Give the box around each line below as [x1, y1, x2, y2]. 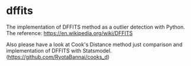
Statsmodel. [82, 47, 112, 54]
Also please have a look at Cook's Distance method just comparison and [6, 41, 183, 48]
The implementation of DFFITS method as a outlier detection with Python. [6, 23, 185, 30]
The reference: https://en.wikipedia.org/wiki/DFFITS [6, 29, 133, 36]
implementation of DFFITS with [6, 47, 82, 54]
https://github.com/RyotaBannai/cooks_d [8, 53, 108, 60]
